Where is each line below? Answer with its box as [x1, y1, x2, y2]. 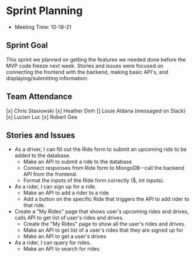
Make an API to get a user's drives [23, 233, 107, 240]
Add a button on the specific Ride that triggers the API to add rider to [23, 196, 190, 203]
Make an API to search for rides [23, 245, 100, 252]
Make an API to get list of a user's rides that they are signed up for [23, 227, 183, 234]
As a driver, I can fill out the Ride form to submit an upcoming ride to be [14, 146, 187, 153]
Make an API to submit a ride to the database [23, 158, 132, 165]
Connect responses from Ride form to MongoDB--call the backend [23, 165, 184, 172]
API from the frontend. [23, 171, 78, 178]
